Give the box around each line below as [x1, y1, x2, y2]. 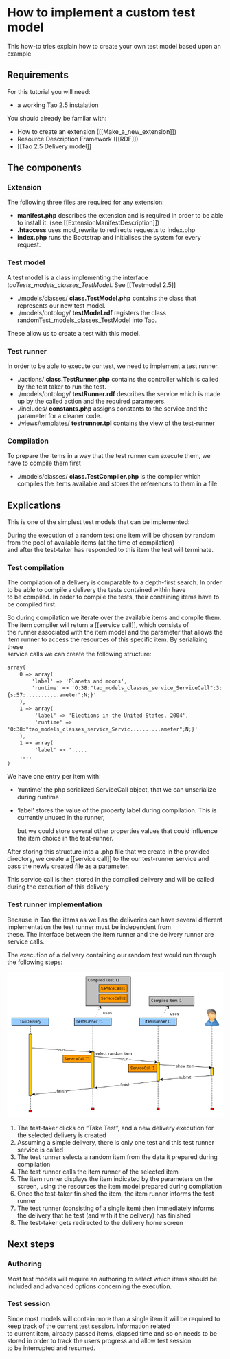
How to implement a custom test [7, 5, 196, 21]
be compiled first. [7, 600, 57, 608]
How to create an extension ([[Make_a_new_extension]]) [16, 127, 177, 135]
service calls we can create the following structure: [7, 650, 152, 659]
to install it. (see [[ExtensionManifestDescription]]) [16, 218, 160, 227]
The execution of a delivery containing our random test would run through [7, 950, 216, 959]
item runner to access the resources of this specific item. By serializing [7, 635, 208, 643]
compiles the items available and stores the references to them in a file [16, 479, 218, 488]
